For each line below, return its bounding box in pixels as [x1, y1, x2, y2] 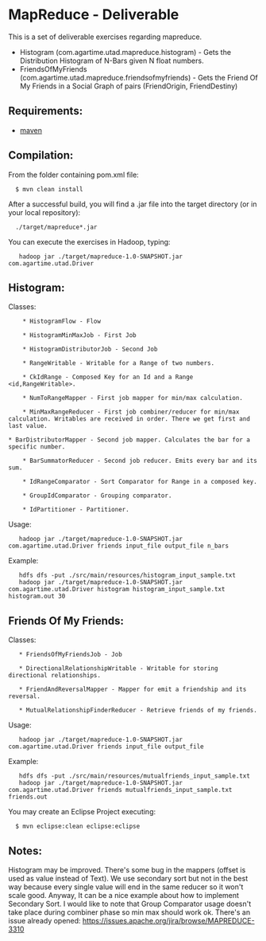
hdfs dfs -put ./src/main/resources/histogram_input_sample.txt [18, 571, 237, 579]
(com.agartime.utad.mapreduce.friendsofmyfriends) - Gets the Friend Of [19, 73, 258, 82]
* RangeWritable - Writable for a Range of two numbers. [22, 359, 215, 367]
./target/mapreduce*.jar [15, 223, 98, 231]
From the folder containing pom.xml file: [8, 170, 139, 179]
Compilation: [8, 149, 74, 163]
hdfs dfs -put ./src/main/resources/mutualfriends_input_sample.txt [18, 772, 250, 780]
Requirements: [8, 104, 83, 118]
